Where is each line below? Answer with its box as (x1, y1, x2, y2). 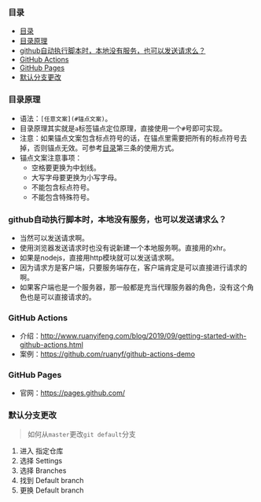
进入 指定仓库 (19, 446, 64, 456)
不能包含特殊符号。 (31, 192, 94, 201)
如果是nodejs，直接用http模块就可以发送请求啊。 (19, 253, 178, 262)
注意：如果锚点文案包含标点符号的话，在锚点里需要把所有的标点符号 (19, 133, 241, 142)
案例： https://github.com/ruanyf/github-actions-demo (19, 349, 195, 359)
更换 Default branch (19, 485, 84, 495)
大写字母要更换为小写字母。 (31, 172, 122, 182)
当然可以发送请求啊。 (19, 233, 89, 242)
